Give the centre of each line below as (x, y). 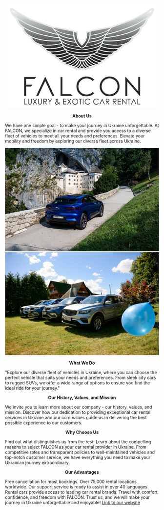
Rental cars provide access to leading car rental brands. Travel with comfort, (82, 492)
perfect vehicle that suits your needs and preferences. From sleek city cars (81, 378)
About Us (82, 116)
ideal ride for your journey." (32, 388)
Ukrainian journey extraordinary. (37, 463)
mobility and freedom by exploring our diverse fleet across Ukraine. (73, 141)
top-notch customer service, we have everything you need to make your (78, 457)
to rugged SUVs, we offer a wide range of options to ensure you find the (78, 383)
